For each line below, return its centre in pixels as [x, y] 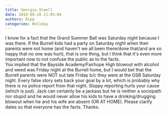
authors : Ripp [20, 19]
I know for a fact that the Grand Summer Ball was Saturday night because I [82, 38]
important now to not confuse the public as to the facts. [63, 59]
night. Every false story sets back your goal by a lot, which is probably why [83, 80]
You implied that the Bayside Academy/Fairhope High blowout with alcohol [82, 64]
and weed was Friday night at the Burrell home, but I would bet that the [78, 70]
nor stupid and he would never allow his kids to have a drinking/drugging [80, 96]
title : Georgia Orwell [29, 10]
